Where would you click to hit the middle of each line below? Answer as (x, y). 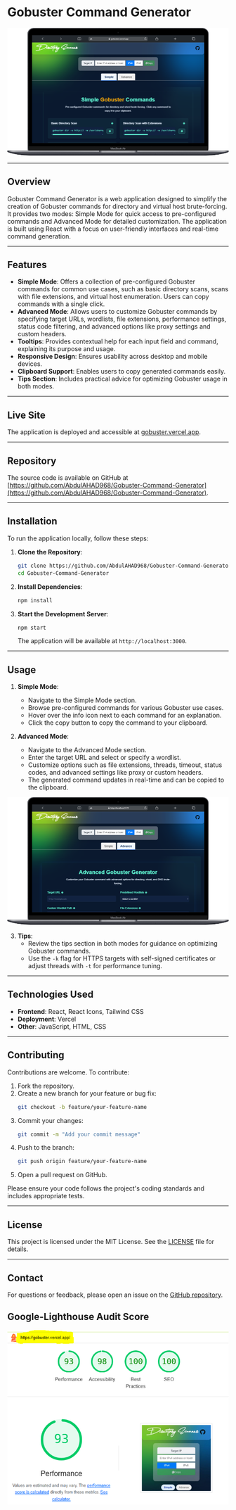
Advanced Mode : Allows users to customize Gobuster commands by (117, 312)
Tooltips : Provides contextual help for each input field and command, (118, 341)
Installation (32, 521)
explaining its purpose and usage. (66, 349)
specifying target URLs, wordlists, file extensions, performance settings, (122, 319)
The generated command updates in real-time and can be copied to (126, 780)
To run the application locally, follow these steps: (78, 538)
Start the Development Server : (63, 614)
